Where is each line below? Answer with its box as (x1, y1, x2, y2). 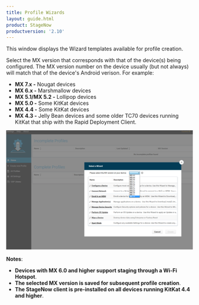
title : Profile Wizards (6, 9, 65, 15)
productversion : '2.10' (6, 28, 65, 34)
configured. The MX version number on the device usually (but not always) (6, 63, 189, 70)
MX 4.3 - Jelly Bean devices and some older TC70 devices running (14, 113, 179, 120)
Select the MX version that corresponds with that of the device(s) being (6, 57, 181, 64)
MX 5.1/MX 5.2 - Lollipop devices (14, 94, 97, 101)
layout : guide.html (6, 15, 54, 22)
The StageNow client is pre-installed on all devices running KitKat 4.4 (14, 285, 191, 293)
